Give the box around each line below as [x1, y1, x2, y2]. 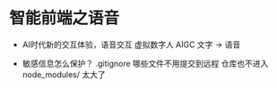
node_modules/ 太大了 [22, 68, 106, 80]
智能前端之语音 [9, 8, 120, 28]
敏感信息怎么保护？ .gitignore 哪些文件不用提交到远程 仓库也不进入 [22, 58, 269, 68]
